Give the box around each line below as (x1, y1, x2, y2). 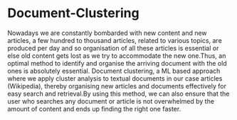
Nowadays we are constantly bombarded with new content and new (7, 29, 208, 37)
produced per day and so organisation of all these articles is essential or (7, 44, 219, 52)
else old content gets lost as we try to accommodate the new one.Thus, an (7, 51, 226, 60)
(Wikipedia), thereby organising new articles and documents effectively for (7, 81, 226, 90)
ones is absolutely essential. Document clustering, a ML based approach (7, 66, 221, 75)
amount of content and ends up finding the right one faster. (7, 104, 181, 113)
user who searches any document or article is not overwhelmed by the (7, 96, 215, 105)
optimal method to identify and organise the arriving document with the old (7, 59, 227, 67)
